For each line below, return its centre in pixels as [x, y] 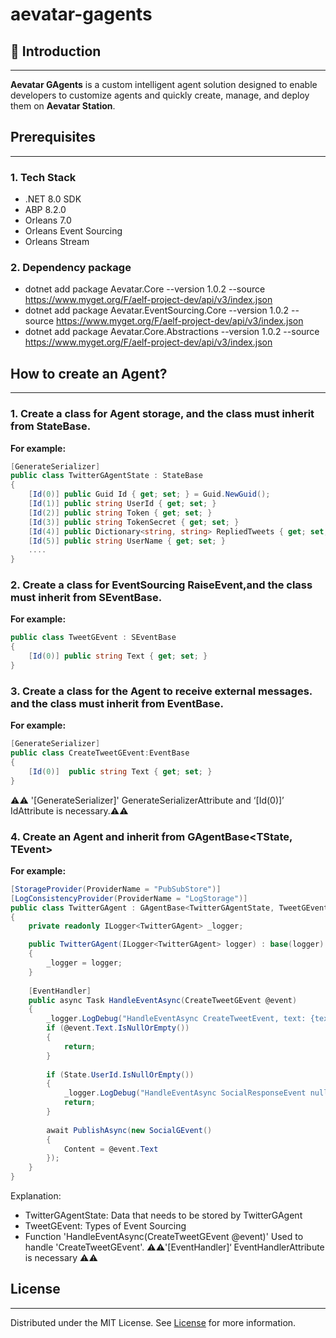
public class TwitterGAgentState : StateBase [106, 476]
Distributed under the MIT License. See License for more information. [153, 1322]
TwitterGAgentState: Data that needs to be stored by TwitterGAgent [163, 1215]
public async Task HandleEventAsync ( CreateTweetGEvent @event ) [163, 1000]
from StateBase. [51, 426]
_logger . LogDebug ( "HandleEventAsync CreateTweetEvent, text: [176, 1019]
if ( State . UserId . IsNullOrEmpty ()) [120, 1074]
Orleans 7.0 [48, 220]
